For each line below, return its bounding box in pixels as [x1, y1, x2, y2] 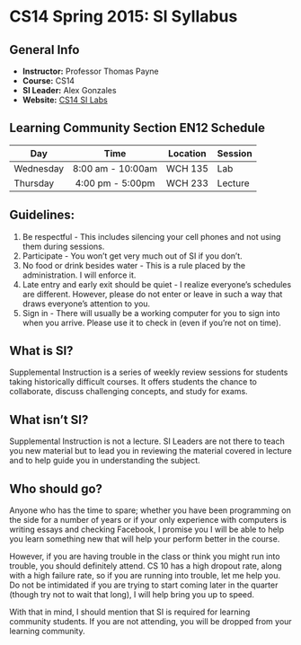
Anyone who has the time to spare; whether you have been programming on [9, 505, 292, 516]
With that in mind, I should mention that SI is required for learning [9, 606, 251, 617]
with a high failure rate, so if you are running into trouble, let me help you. [9, 570, 281, 581]
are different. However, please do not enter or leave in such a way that [22, 288, 283, 299]
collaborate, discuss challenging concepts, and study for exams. [9, 386, 249, 397]
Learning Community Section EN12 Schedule [9, 120, 266, 136]
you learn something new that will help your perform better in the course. [9, 534, 280, 544]
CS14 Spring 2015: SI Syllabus [9, 6, 238, 27]
